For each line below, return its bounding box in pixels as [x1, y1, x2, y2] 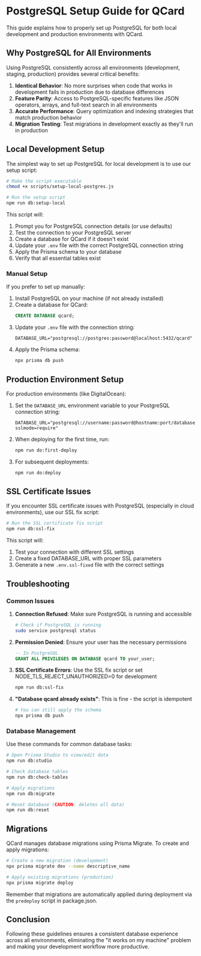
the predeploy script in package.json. [6, 897, 98, 904]
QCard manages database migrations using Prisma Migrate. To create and [6, 840, 190, 847]
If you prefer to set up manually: [6, 283, 85, 290]
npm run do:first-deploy [14, 447, 77, 453]
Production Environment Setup [6, 374, 124, 384]
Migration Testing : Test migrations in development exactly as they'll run [14, 120, 194, 127]
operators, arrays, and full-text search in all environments [14, 101, 157, 108]
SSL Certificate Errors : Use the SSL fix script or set [14, 666, 143, 674]
